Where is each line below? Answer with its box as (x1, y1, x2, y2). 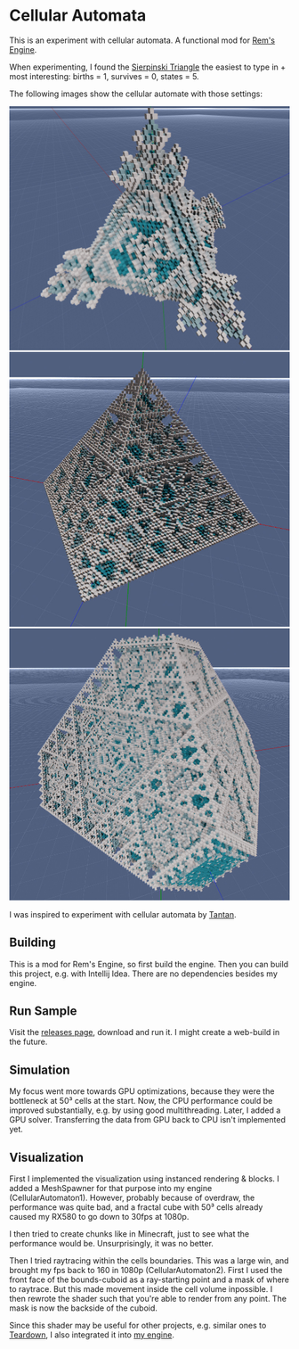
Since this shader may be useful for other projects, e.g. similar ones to (9, 1320, 267, 1331)
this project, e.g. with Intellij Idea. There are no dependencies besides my (9, 968, 279, 979)
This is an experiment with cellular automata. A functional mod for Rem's (9, 35, 276, 45)
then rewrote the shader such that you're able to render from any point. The (9, 1294, 287, 1304)
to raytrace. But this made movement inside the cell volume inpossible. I (9, 1284, 273, 1295)
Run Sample (9, 1004, 77, 1019)
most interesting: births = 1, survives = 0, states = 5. (9, 70, 199, 81)
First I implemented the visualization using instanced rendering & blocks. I (9, 1173, 280, 1184)
